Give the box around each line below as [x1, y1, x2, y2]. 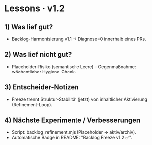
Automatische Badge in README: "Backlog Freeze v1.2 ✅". [11, 135, 133, 141]
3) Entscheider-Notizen [4, 83, 79, 92]
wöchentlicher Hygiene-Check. [11, 69, 76, 74]
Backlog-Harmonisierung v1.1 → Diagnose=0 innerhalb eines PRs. [11, 36, 146, 42]
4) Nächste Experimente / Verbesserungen [4, 116, 141, 125]
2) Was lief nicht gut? [4, 50, 72, 59]
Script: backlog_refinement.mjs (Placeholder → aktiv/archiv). [11, 129, 136, 135]
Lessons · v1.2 [4, 3, 65, 14]
